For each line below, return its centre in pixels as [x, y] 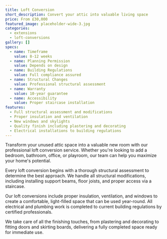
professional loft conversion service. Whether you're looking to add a [76, 150]
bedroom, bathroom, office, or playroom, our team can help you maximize [81, 155]
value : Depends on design [41, 65]
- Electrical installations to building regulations [66, 130]
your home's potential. [28, 161]
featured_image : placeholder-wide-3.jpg [48, 24]
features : [15, 107]
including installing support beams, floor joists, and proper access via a [79, 181]
